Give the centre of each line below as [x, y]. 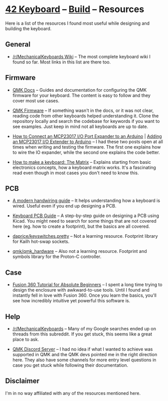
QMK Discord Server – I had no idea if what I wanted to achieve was [82, 349]
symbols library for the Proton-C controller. [57, 257]
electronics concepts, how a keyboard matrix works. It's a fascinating [84, 167]
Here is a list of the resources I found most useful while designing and [77, 23]
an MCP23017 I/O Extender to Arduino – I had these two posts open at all [88, 142]
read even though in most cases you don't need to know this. [75, 173]
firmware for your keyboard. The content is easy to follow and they [81, 95]
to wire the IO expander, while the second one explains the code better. [86, 152]
